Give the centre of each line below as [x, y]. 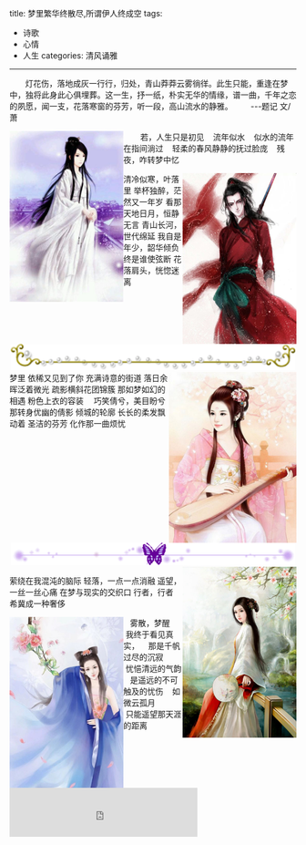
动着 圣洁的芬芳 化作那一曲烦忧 [67, 423]
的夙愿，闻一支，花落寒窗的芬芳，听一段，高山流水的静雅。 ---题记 [143, 106]
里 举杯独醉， [148, 191]
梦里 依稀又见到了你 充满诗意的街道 [76, 378]
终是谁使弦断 [147, 259]
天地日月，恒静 [151, 213]
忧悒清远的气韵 [153, 669]
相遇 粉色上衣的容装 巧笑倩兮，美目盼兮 [87, 401]
